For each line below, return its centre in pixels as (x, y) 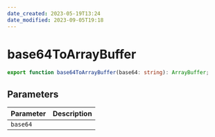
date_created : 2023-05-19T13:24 (54, 13)
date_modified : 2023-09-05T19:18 (55, 20)
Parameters (33, 94)
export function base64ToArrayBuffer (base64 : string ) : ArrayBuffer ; (108, 73)
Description (72, 113)
